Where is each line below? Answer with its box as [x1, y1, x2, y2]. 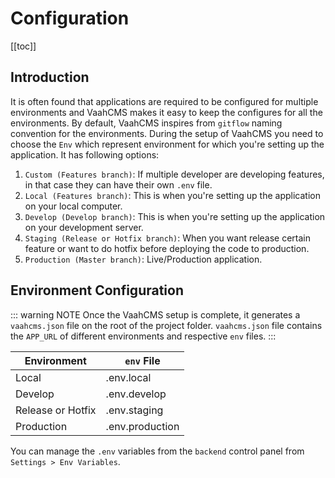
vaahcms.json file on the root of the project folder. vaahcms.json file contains [10, 319, 323, 331]
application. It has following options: [10, 148, 160, 161]
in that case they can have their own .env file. [24, 178, 213, 191]
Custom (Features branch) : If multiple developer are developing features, [24, 168, 325, 180]
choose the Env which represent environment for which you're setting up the [10, 138, 325, 150]
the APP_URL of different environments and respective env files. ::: [10, 330, 277, 342]
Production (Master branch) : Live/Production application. [24, 253, 263, 265]
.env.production [105, 419, 180, 433]
